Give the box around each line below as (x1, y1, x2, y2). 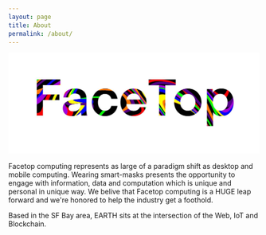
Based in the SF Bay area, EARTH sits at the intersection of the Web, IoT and (8, 210, 259, 220)
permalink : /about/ (8, 29, 73, 37)
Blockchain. (8, 219, 47, 229)
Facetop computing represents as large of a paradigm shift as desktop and (8, 161, 253, 170)
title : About (8, 21, 52, 29)
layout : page (8, 13, 52, 21)
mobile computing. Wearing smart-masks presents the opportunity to (8, 170, 236, 179)
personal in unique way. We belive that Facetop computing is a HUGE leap (8, 186, 252, 196)
